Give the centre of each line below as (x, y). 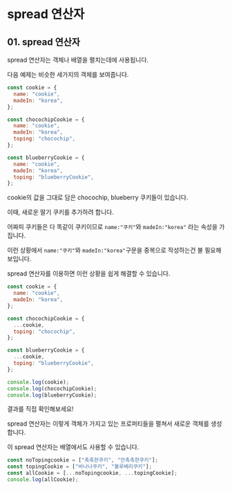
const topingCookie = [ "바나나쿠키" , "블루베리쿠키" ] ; (80, 467)
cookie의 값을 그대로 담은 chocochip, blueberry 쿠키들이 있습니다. (98, 197)
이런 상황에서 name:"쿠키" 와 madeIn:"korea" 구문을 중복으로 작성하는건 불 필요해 (115, 251)
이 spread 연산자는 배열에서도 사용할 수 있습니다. (73, 447)
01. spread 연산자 (44, 42)
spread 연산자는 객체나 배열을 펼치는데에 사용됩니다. (78, 60)
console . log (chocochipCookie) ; (52, 388)
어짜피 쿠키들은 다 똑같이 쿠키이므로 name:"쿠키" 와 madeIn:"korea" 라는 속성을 (113, 227)
